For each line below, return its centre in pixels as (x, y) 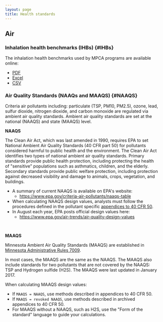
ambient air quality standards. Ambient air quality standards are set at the (79, 117)
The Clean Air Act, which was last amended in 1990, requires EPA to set (77, 140)
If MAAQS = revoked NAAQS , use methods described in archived (73, 299)
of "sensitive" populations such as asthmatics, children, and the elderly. (77, 166)
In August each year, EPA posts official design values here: (71, 212)
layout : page (18, 9)
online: (12, 63)
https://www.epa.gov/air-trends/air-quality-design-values (77, 217)
